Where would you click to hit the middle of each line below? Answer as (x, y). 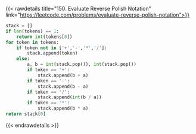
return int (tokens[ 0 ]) (44, 37)
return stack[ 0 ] (26, 114)
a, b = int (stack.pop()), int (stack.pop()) (82, 65)
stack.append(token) (52, 53)
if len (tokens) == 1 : (32, 31)
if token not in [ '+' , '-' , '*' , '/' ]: (62, 48)
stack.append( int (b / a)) (69, 97)
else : (23, 59)
